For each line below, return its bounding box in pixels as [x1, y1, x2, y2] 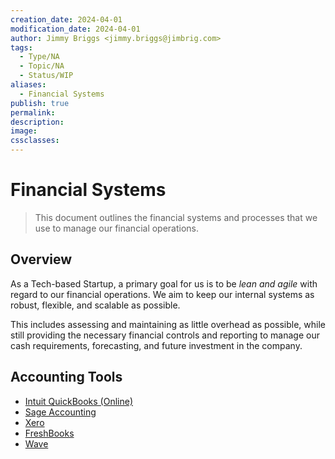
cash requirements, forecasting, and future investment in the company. [10, 339, 303, 351]
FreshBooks [24, 427, 75, 439]
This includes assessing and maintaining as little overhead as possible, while [10, 318, 327, 330]
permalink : [10, 107, 56, 118]
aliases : [10, 80, 47, 90]
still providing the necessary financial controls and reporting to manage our [10, 329, 320, 341]
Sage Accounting [24, 406, 97, 418]
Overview [10, 251, 73, 268]
